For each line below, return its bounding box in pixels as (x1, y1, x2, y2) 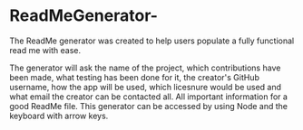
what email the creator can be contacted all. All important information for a (9, 91, 288, 102)
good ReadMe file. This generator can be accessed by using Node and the (9, 100, 288, 111)
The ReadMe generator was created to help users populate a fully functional (9, 35, 295, 46)
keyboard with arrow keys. (9, 110, 109, 121)
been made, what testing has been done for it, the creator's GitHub (9, 71, 260, 82)
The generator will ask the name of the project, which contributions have (9, 62, 281, 73)
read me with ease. (9, 44, 82, 55)
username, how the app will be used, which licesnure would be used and (9, 81, 282, 92)
